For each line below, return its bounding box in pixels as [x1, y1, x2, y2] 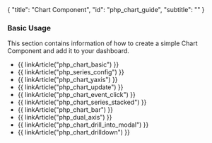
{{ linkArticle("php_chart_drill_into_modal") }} [17, 120, 149, 129]
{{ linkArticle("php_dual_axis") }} [17, 113, 112, 122]
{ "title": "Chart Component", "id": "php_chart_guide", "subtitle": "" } [7, 6, 205, 13]
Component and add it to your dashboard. [7, 47, 129, 55]
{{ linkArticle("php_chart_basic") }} [17, 60, 119, 69]
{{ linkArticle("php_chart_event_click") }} [17, 91, 136, 99]
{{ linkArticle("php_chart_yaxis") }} [17, 76, 118, 84]
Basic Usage [7, 23, 52, 33]
